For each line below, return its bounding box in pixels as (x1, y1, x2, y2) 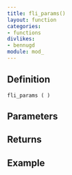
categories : (7, 23, 41, 30)
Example (7, 157, 45, 169)
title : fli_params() (7, 10, 67, 17)
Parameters (7, 110, 58, 122)
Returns (7, 134, 43, 145)
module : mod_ (7, 49, 45, 56)
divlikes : (7, 36, 36, 43)
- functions (7, 29, 41, 36)
